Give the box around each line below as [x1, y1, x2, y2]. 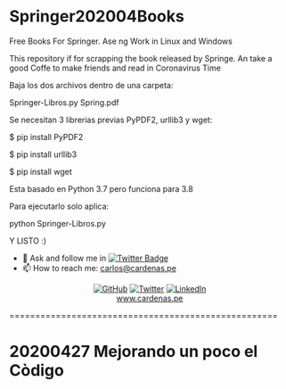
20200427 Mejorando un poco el [9, 342, 258, 362]
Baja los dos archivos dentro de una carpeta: [9, 79, 174, 90]
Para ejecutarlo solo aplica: [9, 201, 110, 211]
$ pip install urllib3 [9, 149, 78, 160]
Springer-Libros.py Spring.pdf [9, 96, 119, 108]
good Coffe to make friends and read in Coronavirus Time [9, 62, 221, 73]
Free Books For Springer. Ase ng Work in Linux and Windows [9, 36, 233, 46]
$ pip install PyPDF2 [9, 131, 84, 142]
